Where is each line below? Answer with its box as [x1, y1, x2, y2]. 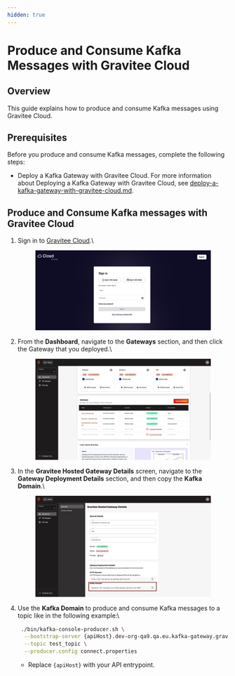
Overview [7, 85, 51, 98]
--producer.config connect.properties [24, 648, 137, 655]
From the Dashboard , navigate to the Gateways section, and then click [17, 337, 223, 346]
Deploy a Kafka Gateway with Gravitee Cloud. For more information [17, 171, 212, 180]
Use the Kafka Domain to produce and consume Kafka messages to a [17, 604, 220, 612]
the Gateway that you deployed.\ [17, 344, 112, 353]
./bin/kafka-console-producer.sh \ [20, 625, 125, 632]
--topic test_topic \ [24, 640, 88, 648]
